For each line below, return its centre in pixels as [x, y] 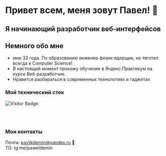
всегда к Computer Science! [42, 63]
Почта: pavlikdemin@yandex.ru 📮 [40, 142]
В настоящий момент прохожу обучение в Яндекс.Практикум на [82, 69]
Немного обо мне [35, 46]
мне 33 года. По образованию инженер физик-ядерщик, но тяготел [86, 58]
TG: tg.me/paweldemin [29, 147]
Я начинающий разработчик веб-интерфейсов [83, 29]
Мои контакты [24, 131]
